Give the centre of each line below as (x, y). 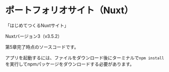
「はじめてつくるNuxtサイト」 (37, 25)
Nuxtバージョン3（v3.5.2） (34, 36)
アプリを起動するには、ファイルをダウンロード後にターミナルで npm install (85, 58)
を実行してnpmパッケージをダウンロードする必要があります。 (70, 64)
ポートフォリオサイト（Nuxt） (69, 10)
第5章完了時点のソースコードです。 (42, 47)
